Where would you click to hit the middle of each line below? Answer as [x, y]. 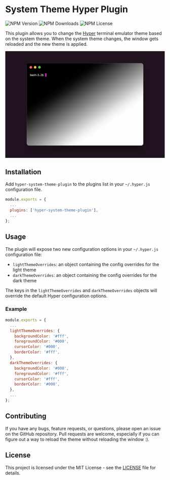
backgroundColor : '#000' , [42, 368]
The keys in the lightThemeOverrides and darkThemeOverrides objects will [81, 290]
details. [13, 473]
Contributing [26, 416]
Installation [23, 172]
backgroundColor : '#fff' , [42, 336]
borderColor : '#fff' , [37, 352]
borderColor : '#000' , [37, 385]
